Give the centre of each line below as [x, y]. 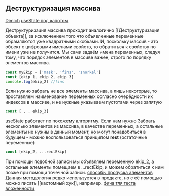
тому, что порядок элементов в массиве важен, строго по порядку [78, 57]
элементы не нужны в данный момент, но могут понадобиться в [76, 132]
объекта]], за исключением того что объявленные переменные [74, 36]
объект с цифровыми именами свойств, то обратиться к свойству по [81, 46]
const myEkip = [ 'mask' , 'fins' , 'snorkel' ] [53, 72]
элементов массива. [28, 62]
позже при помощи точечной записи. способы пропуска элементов [79, 173]
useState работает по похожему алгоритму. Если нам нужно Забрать [80, 121]
